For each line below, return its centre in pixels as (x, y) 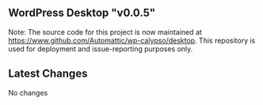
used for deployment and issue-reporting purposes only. (101, 49)
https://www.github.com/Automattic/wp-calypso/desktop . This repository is (132, 40)
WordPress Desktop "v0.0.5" (82, 13)
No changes (28, 92)
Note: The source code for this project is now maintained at (105, 32)
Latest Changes (48, 74)
